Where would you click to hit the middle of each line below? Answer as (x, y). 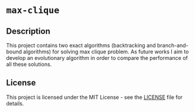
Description (28, 31)
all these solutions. (29, 64)
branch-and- (172, 45)
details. (15, 103)
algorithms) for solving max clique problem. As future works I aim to (106, 52)
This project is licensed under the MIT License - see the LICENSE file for (94, 97)
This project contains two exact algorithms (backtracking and (81, 45)
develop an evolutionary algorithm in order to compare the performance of (97, 58)
